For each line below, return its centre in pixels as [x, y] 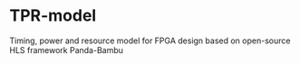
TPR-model [53, 16]
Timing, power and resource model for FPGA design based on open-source [150, 40]
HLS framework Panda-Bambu [67, 49]
